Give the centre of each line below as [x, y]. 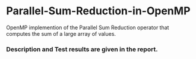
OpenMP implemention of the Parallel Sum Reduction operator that [88, 27]
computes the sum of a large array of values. [61, 33]
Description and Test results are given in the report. [82, 49]
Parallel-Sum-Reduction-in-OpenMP [98, 11]
